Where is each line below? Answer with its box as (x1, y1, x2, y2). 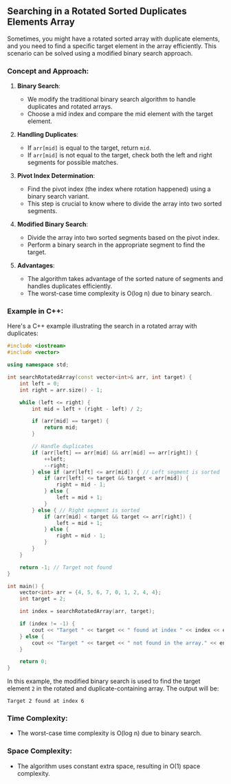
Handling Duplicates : (16, 131, 79, 139)
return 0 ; (19, 658, 48, 665)
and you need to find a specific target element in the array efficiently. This (7, 41, 217, 50)
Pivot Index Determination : (16, 172, 96, 180)
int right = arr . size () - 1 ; (19, 386, 103, 394)
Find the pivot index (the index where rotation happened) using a (27, 185, 211, 193)
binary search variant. (27, 192, 89, 201)
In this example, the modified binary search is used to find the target (7, 677, 201, 686)
